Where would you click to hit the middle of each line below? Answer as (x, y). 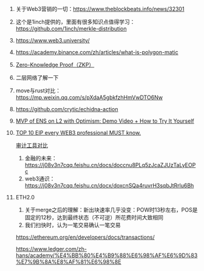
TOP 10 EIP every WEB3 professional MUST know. (78, 133)
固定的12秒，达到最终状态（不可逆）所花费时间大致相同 (94, 217)
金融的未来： (41, 158)
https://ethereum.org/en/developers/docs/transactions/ (85, 237)
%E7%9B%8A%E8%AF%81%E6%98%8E (68, 262)
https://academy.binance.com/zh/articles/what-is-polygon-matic (97, 52)
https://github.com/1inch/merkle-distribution (71, 29)
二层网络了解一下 (37, 77)
